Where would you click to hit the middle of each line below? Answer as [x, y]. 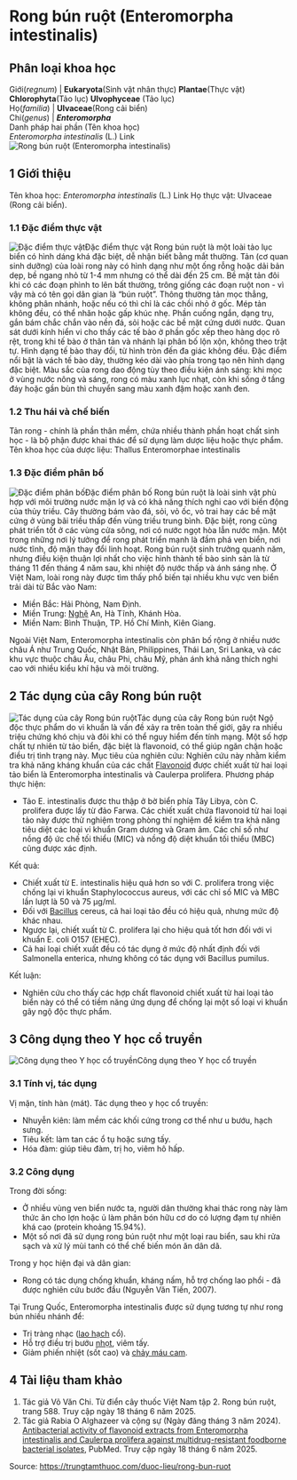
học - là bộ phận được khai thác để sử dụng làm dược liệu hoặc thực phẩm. [146, 441]
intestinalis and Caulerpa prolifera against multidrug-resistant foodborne [154, 1439]
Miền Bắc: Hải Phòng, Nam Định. [82, 604]
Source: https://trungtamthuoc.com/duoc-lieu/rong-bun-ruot [120, 1466]
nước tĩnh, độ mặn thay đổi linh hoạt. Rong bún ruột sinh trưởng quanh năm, [147, 549]
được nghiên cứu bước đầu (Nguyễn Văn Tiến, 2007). [119, 1289]
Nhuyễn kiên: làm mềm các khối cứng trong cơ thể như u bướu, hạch [147, 1120]
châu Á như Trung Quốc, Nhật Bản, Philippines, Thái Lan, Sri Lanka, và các [145, 649]
